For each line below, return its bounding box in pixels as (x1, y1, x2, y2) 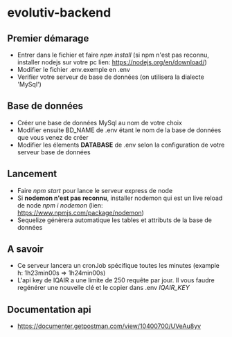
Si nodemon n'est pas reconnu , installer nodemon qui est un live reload (17, 194, 223, 202)
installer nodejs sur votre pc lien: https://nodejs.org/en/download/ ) (17, 58, 208, 66)
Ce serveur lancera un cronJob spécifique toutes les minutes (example (17, 262, 220, 270)
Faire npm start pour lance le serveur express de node (17, 186, 173, 194)
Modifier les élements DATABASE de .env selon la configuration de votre (17, 140, 225, 149)
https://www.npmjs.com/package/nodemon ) (17, 208, 144, 217)
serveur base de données (17, 147, 91, 156)
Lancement (7, 168, 57, 180)
